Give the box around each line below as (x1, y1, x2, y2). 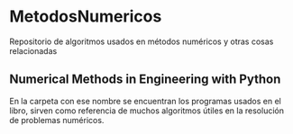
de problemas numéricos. (9, 114, 105, 125)
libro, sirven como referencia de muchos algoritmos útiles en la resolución (9, 105, 284, 116)
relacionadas (9, 45, 58, 56)
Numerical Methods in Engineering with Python (9, 72, 281, 87)
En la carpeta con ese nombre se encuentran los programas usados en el (9, 95, 281, 106)
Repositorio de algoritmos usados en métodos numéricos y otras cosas (9, 36, 274, 47)
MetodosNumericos (9, 6, 162, 27)
